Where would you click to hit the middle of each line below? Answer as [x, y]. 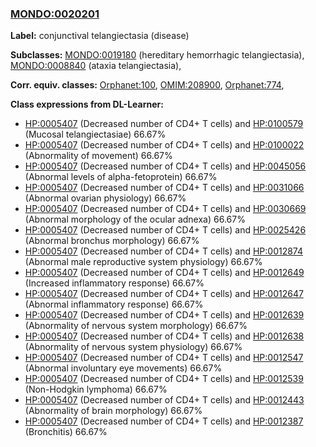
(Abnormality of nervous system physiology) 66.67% [133, 347]
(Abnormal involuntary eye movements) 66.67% [123, 368]
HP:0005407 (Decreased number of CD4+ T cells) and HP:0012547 [164, 358]
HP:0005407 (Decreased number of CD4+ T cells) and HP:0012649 [164, 273]
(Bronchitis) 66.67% [66, 432]
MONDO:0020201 [55, 14]
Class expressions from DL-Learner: [87, 104]
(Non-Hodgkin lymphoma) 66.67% [96, 389]
